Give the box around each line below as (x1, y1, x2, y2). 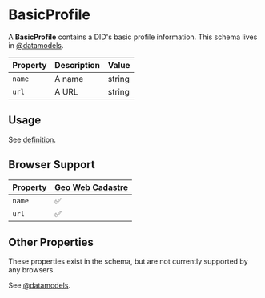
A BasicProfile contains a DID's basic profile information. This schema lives (8, 32, 258, 42)
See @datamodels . (8, 280, 70, 290)
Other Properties (8, 235, 94, 249)
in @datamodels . (8, 40, 64, 50)
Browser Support (8, 158, 96, 171)
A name (54, 73, 84, 84)
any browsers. (8, 265, 56, 275)
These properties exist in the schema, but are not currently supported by (8, 256, 248, 266)
